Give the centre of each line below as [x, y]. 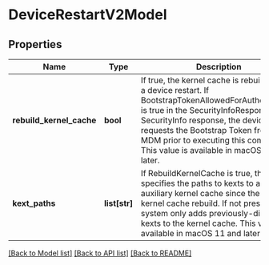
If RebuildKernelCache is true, [197, 173]
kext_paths [34, 203]
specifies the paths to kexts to [197, 183]
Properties [35, 44]
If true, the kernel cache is [190, 80]
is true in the [164, 110]
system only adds [174, 213]
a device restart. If [175, 90]
